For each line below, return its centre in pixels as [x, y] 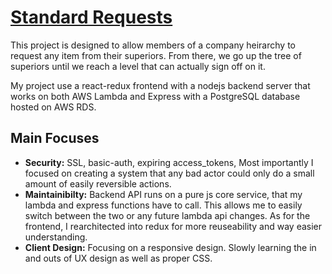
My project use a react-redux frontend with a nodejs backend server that [160, 85]
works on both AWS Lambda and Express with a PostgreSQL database [155, 96]
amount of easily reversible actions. [98, 183]
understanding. [56, 237]
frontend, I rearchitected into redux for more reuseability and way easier [173, 226]
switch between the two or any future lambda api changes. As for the [167, 215]
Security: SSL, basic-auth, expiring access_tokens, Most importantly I [169, 162]
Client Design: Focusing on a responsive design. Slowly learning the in [170, 247]
